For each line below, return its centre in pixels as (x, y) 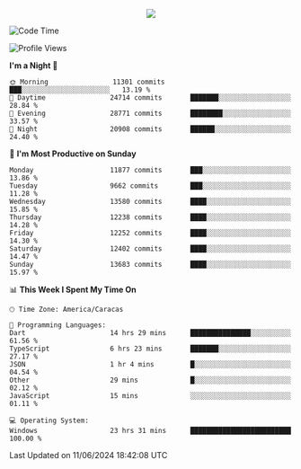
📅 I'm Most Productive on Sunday (73, 154)
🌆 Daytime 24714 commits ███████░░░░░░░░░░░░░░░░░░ (150, 98)
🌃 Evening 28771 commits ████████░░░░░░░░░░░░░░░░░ (150, 113)
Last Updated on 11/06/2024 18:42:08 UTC (89, 455)
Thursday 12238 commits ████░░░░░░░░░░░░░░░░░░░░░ (150, 217)
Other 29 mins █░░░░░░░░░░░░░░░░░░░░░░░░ (150, 380)
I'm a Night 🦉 (34, 66)
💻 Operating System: (49, 420)
